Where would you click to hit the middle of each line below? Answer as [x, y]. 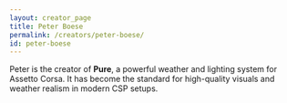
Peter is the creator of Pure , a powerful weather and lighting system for [143, 69]
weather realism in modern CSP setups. [84, 88]
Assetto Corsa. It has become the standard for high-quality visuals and [142, 79]
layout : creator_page [51, 18]
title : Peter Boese [46, 26]
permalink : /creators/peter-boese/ [77, 35]
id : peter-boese [40, 43]
